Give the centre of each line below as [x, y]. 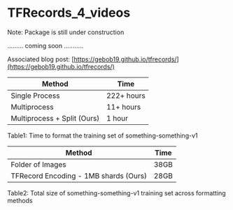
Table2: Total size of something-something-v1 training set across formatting [116, 193]
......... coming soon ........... [45, 45]
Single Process [35, 96]
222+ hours [126, 96]
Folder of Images [38, 164]
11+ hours [123, 107]
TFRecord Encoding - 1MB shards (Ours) [79, 176]
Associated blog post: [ [41, 59]
